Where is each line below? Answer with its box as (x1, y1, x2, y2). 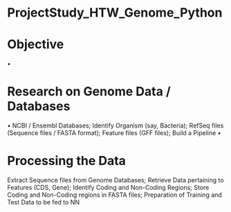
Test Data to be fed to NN (7, 198, 80, 206)
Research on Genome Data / (7, 84, 171, 100)
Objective (7, 37, 64, 53)
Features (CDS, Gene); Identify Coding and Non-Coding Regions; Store (7, 184, 210, 191)
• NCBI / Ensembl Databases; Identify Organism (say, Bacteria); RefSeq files (7, 121, 224, 130)
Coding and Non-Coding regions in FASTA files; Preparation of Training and (7, 191, 223, 199)
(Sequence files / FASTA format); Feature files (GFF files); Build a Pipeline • (7, 129, 221, 137)
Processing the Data (7, 153, 127, 169)
